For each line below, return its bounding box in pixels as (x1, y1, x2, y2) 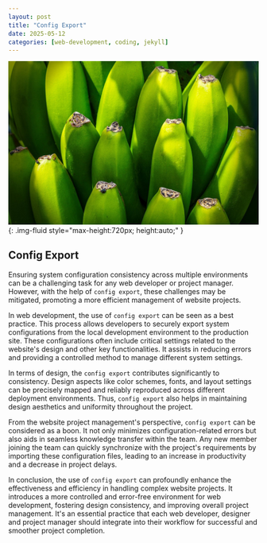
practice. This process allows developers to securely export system (8, 319, 230, 328)
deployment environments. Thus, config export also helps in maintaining (8, 394, 248, 403)
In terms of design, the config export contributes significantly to (8, 368, 220, 378)
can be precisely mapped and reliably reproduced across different (8, 385, 225, 394)
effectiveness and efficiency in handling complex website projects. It (8, 483, 233, 493)
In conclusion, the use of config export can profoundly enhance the (8, 475, 232, 484)
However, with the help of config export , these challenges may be (8, 286, 226, 296)
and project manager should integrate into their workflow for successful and (8, 517, 258, 526)
